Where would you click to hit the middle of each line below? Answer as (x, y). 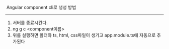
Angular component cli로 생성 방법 (41, 7)
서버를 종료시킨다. (30, 22)
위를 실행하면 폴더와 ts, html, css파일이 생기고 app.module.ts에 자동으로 (84, 35)
